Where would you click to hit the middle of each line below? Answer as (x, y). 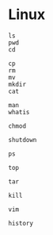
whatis (19, 112)
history (21, 223)
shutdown (23, 140)
